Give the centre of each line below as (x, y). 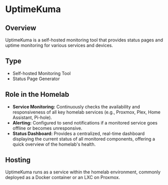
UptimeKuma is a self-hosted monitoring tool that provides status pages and (84, 40)
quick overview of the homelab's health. (54, 144)
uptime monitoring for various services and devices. (59, 45)
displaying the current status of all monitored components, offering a (84, 139)
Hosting (18, 160)
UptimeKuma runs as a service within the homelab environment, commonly (83, 172)
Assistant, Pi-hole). (32, 117)
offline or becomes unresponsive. (47, 128)
